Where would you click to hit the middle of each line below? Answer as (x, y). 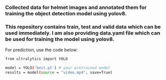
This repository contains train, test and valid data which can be (83, 27)
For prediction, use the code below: (42, 50)
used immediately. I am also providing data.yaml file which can (83, 33)
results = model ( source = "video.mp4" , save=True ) (59, 72)
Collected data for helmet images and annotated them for (76, 7)
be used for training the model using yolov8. (60, 39)
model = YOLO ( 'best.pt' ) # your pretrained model (58, 68)
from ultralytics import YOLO (37, 59)
